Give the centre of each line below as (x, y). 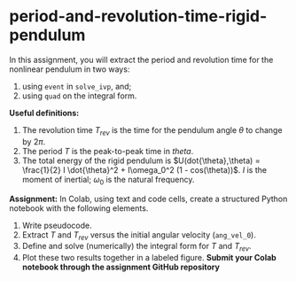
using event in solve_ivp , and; (77, 86)
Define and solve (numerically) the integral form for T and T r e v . (136, 247)
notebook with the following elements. (79, 208)
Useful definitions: (44, 113)
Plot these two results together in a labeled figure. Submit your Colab (149, 258)
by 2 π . (34, 141)
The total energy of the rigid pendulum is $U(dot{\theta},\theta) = (141, 160)
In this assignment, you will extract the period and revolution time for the (141, 59)
